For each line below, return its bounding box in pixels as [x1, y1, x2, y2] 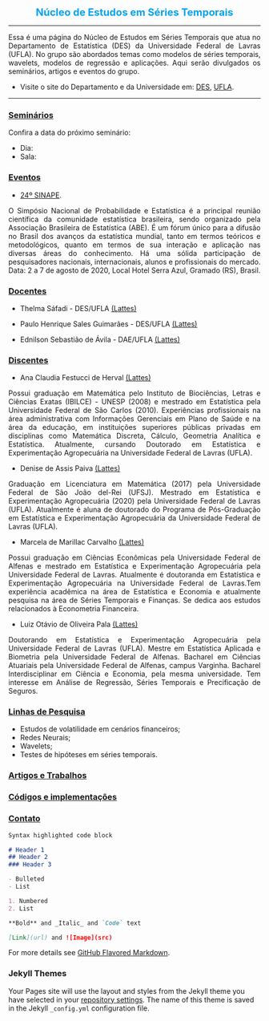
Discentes [8, 355, 49, 366]
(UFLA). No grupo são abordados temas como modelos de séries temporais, [8, 50, 261, 59]
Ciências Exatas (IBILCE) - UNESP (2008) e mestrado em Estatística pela [8, 397, 261, 407]
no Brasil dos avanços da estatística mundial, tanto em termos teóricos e [8, 231, 261, 241]
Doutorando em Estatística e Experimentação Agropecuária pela [8, 635, 261, 645]
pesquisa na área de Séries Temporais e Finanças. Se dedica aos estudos [8, 595, 261, 606]
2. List [8, 904, 34, 913]
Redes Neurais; [19, 733, 70, 743]
